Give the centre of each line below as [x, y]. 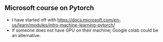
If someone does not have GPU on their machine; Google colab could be [85, 30]
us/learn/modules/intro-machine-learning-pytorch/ [63, 25]
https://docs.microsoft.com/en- [89, 20]
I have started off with [34, 20]
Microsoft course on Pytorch [49, 8]
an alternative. [26, 35]
